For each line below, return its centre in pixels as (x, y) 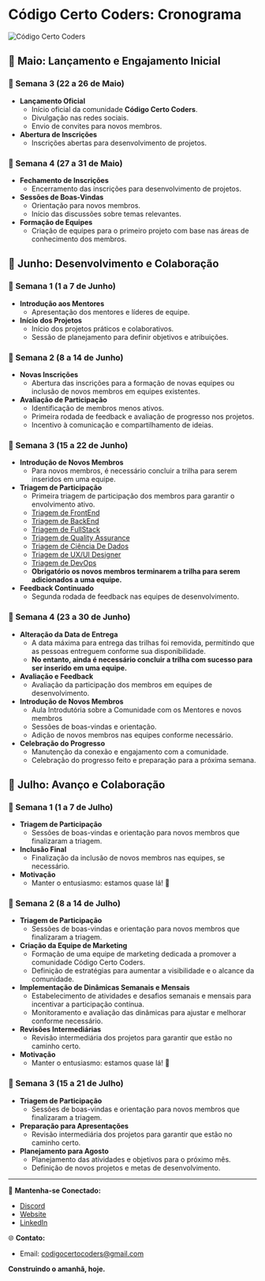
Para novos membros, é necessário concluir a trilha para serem (134, 471)
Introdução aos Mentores (62, 303)
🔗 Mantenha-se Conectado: (54, 1190)
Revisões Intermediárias (60, 1029)
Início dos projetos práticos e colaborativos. (103, 328)
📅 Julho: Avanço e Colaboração (87, 784)
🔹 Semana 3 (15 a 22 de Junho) (68, 445)
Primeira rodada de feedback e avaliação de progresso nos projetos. (143, 416)
